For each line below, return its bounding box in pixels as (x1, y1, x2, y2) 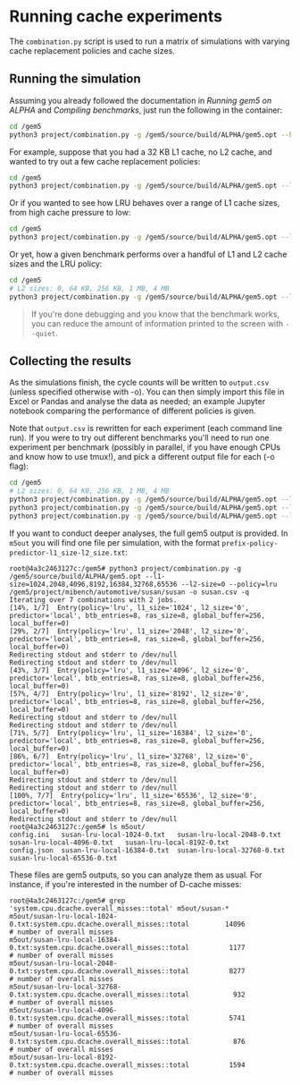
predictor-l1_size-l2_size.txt (9, 548, 126, 557)
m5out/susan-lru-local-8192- (9, 1053, 118, 1062)
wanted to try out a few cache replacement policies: (9, 156, 201, 166)
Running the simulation (9, 72, 141, 87)
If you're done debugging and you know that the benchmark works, (30, 309, 279, 319)
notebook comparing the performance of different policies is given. (9, 405, 256, 417)
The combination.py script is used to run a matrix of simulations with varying (9, 36, 290, 47)
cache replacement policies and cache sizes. (9, 45, 176, 55)
